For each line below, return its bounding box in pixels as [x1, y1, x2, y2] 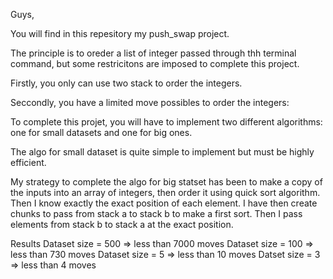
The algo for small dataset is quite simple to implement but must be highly [10, 146, 315, 158]
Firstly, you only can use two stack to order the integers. [10, 77, 243, 89]
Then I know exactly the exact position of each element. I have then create [10, 197, 318, 209]
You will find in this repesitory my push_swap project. [10, 28, 230, 39]
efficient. [10, 157, 47, 168]
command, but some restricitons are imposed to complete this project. [10, 58, 300, 69]
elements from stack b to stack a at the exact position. [10, 219, 234, 230]
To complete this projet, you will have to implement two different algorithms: [10, 116, 323, 128]
